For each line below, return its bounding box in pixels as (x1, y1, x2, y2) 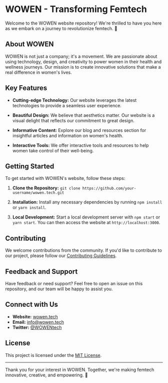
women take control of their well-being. (12, 147, 94, 153)
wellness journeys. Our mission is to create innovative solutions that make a (5, 64, 161, 70)
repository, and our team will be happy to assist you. (5, 286, 113, 292)
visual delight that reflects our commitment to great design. (12, 117, 135, 123)
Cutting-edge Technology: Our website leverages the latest (12, 97, 137, 103)
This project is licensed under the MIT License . (5, 352, 102, 358)
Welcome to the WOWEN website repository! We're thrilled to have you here (5, 20, 162, 26)
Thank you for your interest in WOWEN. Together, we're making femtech (5, 366, 154, 372)
